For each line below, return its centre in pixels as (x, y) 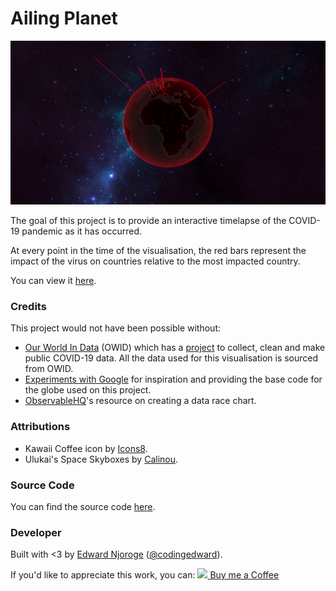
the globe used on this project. (88, 390)
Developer (36, 532)
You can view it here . (53, 281)
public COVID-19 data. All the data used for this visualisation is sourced (171, 358)
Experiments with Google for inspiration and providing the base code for (173, 379)
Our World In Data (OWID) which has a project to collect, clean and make (175, 348)
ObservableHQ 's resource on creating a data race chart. (140, 401)
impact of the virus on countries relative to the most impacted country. (155, 261)
